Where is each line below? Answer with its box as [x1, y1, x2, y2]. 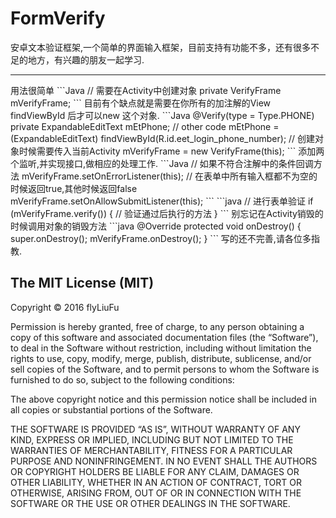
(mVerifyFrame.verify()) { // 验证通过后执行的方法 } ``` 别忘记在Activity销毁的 [10, 207, 324, 219]
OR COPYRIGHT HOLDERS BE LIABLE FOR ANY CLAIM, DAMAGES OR [10, 465, 300, 477]
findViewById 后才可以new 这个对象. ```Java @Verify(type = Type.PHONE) [10, 109, 315, 121]
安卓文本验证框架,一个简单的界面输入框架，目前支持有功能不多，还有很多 [10, 41, 312, 53]
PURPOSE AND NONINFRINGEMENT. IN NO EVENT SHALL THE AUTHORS [10, 455, 318, 467]
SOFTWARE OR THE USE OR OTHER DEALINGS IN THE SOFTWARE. [10, 497, 291, 509]
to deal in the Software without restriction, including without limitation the [10, 342, 312, 354]
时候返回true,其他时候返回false [10, 182, 138, 194]
